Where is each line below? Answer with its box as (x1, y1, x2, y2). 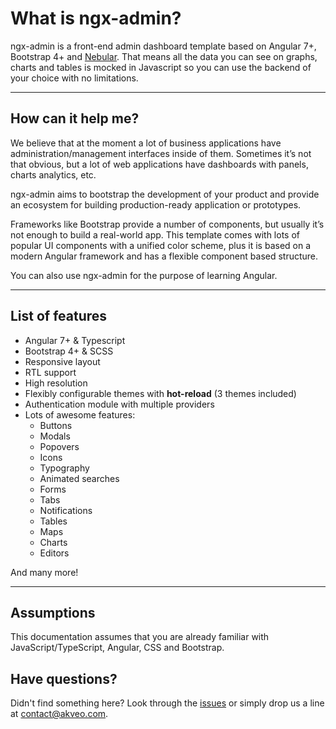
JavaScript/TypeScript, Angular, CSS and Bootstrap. (10, 642, 225, 654)
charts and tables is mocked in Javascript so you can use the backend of (10, 61, 312, 73)
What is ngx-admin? (10, 7, 182, 30)
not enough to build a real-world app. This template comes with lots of (10, 228, 300, 241)
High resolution (24, 377, 88, 389)
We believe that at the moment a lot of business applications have (10, 137, 282, 149)
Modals (39, 430, 71, 442)
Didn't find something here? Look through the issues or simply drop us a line (10, 697, 325, 709)
